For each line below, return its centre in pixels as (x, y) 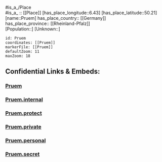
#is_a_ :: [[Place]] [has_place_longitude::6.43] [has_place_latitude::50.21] (81, 13)
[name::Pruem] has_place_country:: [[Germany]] (56, 18)
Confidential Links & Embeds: (53, 71)
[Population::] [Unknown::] (33, 29)
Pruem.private (23, 127)
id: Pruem (16, 38)
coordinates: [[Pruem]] (30, 43)
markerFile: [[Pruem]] (29, 47)
